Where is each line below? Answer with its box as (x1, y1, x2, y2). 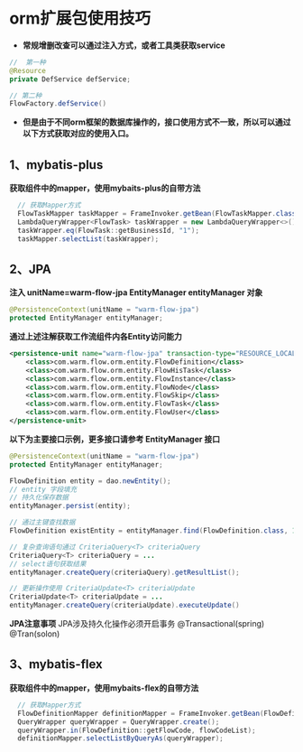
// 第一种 (9, 58, 47, 67)
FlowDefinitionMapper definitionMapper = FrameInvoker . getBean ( (17, 709, 264, 718)
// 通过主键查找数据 (9, 518, 76, 527)
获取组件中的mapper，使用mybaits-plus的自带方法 (9, 182, 201, 194)
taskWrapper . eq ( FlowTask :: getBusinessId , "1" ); (17, 226, 200, 235)
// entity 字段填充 (9, 485, 78, 494)
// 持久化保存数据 (9, 493, 69, 502)
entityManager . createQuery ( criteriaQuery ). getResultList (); (9, 568, 241, 577)
